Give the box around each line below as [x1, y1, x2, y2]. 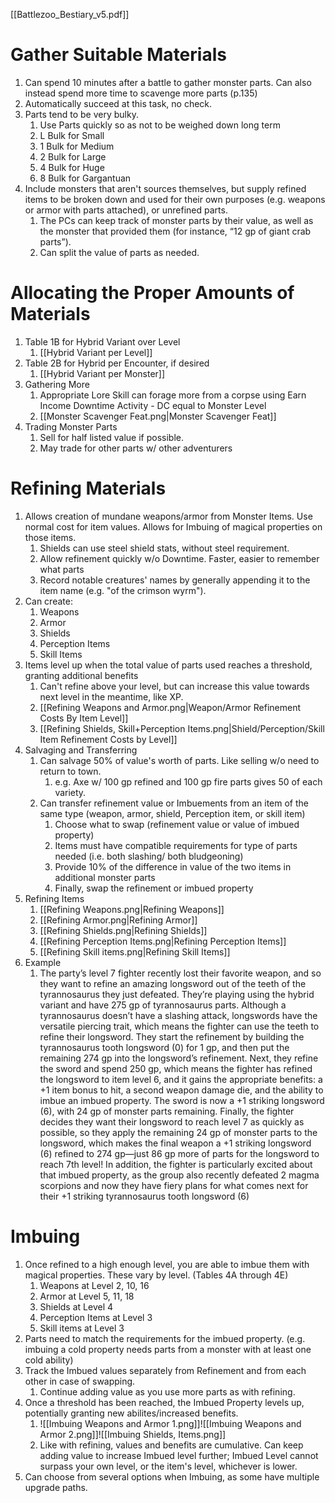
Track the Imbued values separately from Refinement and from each [24, 1364, 307, 1376]
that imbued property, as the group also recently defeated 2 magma [39, 1169, 320, 1181]
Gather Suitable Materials [10, 44, 227, 66]
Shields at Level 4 [39, 1300, 114, 1313]
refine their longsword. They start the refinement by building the [39, 1030, 305, 1043]
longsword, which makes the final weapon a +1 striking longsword [39, 1137, 312, 1149]
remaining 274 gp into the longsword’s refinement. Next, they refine [39, 1052, 319, 1064]
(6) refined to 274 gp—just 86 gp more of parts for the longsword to [39, 1147, 320, 1159]
